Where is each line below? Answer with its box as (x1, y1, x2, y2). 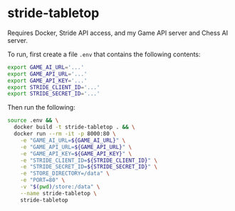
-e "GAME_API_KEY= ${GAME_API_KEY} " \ (20, 150, 132, 158)
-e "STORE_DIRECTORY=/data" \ (20, 170, 110, 177)
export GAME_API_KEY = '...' (7, 77, 88, 84)
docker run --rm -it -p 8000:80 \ (14, 130, 116, 138)
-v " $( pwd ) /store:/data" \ (20, 183, 100, 190)
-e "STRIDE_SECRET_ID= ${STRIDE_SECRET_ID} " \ (20, 163, 158, 170)
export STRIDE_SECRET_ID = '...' (7, 91, 100, 98)
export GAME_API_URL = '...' (7, 70, 88, 78)
